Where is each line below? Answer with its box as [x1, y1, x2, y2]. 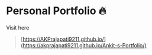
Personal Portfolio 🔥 [6, 4, 106, 18]
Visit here [6, 24, 30, 31]
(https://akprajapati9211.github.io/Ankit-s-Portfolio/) [20, 41, 147, 48]
